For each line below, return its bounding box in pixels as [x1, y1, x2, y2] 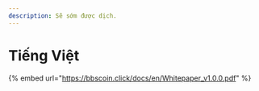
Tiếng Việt [8, 46, 80, 64]
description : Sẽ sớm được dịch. [8, 11, 117, 20]
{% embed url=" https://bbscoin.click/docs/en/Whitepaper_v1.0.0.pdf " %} [8, 73, 252, 83]
